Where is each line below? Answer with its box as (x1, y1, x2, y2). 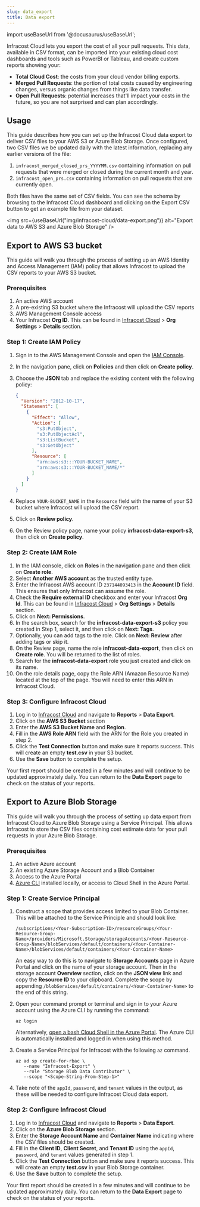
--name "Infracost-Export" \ (23, 1064, 96, 1070)
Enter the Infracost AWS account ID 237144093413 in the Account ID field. (15, 581, 194, 588)
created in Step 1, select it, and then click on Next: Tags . (15, 625, 154, 632)
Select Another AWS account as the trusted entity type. (15, 575, 154, 582)
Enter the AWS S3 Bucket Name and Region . (15, 724, 126, 731)
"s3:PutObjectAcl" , (37, 431, 85, 437)
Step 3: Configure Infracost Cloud (7, 697, 107, 705)
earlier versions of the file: (7, 151, 71, 158)
